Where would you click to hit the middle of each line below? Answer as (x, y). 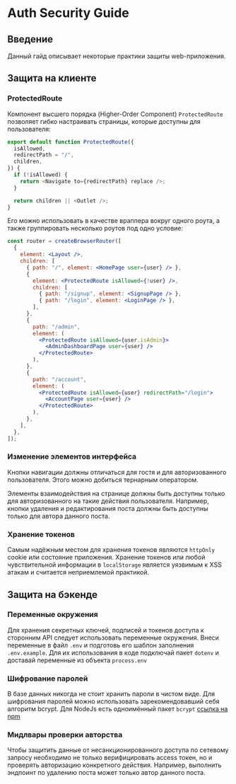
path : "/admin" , (57, 327)
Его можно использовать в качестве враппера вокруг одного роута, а (114, 221)
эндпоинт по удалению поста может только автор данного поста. (107, 773)
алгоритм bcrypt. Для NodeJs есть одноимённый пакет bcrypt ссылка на (118, 709)
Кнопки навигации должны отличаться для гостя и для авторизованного (117, 472)
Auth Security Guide (68, 13)
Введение (30, 39)
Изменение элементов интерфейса (72, 456)
